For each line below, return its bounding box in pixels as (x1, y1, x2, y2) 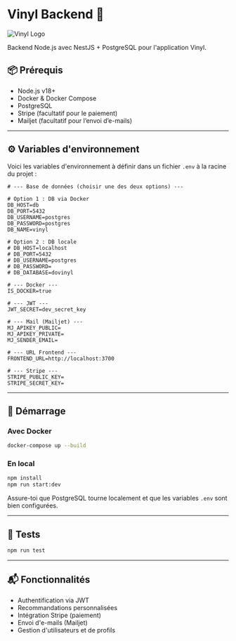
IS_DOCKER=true (7, 287, 52, 294)
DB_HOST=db (7, 201, 39, 209)
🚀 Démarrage (7, 405, 66, 417)
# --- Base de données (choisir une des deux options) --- (7, 183, 184, 190)
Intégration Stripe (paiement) (17, 611, 102, 619)
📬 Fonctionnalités (7, 574, 91, 586)
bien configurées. (7, 501, 58, 510)
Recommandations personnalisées (17, 603, 118, 612)
